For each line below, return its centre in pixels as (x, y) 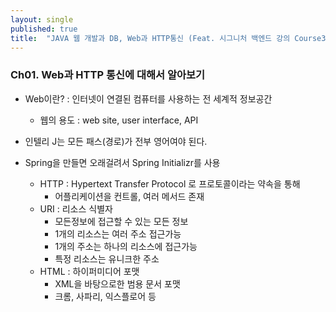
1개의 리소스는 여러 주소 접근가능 (118, 233)
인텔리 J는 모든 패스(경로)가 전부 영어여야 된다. (116, 141)
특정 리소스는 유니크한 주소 (107, 258)
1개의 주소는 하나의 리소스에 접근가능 (126, 246)
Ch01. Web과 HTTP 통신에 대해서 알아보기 (108, 75)
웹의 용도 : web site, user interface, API (119, 120)
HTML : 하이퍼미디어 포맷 (89, 271)
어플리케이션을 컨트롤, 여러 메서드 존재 (129, 196)
